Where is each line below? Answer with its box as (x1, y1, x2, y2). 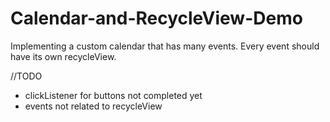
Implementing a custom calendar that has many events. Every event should (10, 40, 320, 52)
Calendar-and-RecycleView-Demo (10, 7, 303, 30)
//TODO (10, 70, 43, 82)
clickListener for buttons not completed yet (24, 89, 203, 101)
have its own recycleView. (10, 50, 117, 62)
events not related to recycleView (24, 100, 163, 112)
